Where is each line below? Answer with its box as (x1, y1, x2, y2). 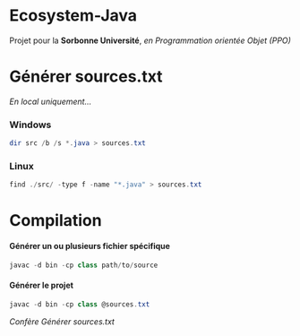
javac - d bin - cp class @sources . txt (9, 299, 150, 309)
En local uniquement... (9, 96, 92, 107)
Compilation (9, 211, 102, 231)
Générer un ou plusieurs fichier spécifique (9, 241, 170, 251)
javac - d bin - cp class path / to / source (9, 261, 159, 270)
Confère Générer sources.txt (9, 315, 115, 327)
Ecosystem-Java (9, 5, 137, 26)
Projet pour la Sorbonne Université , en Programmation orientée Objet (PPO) (9, 35, 291, 46)
